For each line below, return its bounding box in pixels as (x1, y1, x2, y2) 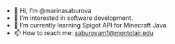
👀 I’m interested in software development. (13, 14, 133, 22)
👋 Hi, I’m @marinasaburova (13, 7, 92, 14)
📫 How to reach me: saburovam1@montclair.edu (13, 29, 154, 37)
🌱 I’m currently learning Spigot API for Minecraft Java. (13, 21, 169, 29)
